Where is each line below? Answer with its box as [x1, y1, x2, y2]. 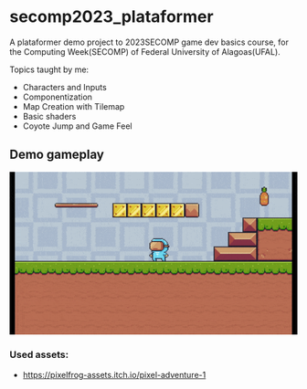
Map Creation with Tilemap [22, 100, 125, 111]
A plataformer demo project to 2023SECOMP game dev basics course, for [9, 37, 290, 47]
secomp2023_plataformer [9, 6, 214, 27]
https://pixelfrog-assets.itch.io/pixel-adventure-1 [22, 369, 206, 380]
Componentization [22, 91, 93, 102]
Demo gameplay [9, 147, 105, 163]
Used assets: [9, 349, 69, 362]
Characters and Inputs [22, 81, 107, 92]
